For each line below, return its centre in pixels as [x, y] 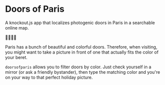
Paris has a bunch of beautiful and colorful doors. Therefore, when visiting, [81, 47]
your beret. [16, 57]
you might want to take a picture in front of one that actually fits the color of [82, 52]
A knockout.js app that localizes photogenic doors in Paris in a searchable [80, 23]
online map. [17, 28]
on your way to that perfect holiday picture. [49, 77]
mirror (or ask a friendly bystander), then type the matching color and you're [82, 72]
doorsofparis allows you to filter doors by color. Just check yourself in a [78, 67]
